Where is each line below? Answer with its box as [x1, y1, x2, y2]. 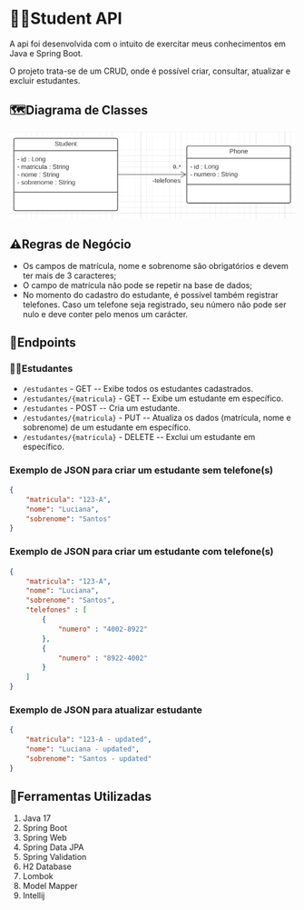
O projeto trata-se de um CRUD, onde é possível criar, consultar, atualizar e [9, 65, 291, 76]
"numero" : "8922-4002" [57, 654, 148, 663]
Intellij [22, 890, 45, 901]
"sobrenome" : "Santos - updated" [25, 754, 152, 763]
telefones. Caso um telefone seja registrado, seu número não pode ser [22, 299, 287, 310]
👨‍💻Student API [9, 8, 123, 29]
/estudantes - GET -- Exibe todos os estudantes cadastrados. [22, 383, 254, 394]
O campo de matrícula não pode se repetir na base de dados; [22, 279, 252, 290]
